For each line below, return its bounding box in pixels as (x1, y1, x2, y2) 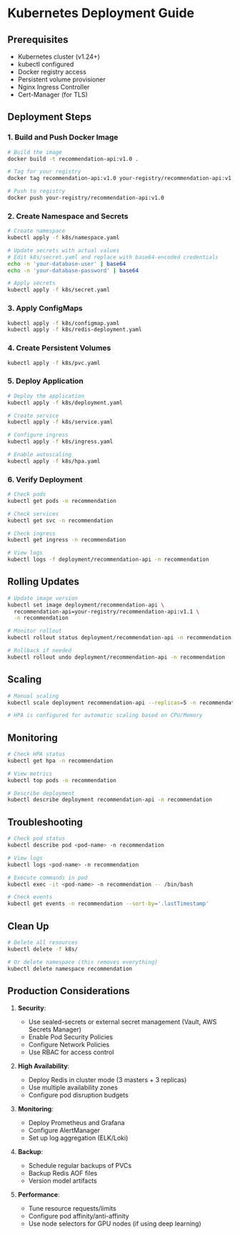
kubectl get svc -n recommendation (7, 516, 114, 524)
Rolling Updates (7, 576, 80, 588)
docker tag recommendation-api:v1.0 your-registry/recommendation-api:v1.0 (7, 175, 238, 182)
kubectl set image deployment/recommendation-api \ (7, 601, 164, 609)
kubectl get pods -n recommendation (7, 497, 116, 504)
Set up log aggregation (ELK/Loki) (28, 1134, 129, 1142)
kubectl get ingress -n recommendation (7, 536, 126, 544)
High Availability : (17, 1062, 70, 1071)
